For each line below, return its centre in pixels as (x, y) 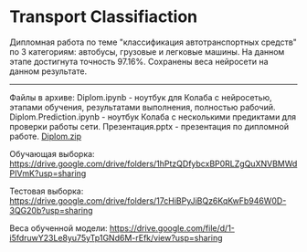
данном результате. (48, 71)
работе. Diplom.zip (46, 136)
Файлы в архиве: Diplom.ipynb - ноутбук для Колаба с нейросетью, (141, 97)
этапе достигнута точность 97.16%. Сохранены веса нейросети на (139, 61)
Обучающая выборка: (52, 153)
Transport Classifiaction (104, 17)
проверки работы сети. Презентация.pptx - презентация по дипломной (149, 126)
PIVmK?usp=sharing (48, 173)
